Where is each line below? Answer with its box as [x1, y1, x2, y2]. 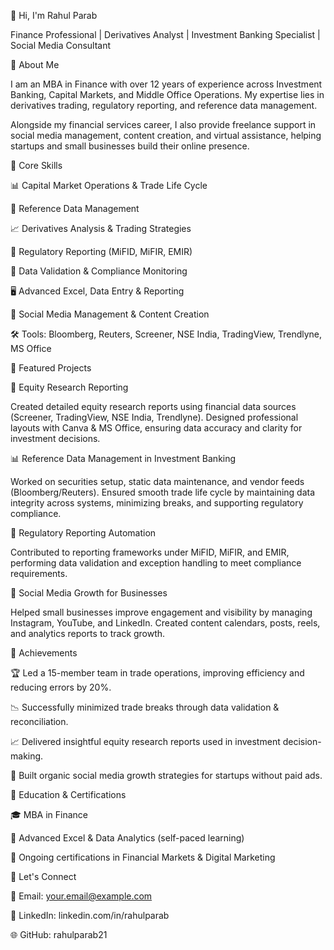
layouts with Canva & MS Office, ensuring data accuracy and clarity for [10, 422, 303, 434]
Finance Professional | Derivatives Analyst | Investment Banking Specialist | [10, 29, 321, 40]
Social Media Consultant [10, 40, 112, 51]
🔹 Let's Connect [10, 871, 77, 882]
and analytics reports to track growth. [10, 628, 166, 639]
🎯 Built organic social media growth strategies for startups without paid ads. [10, 770, 323, 781]
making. [10, 750, 44, 762]
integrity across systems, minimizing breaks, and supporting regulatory [10, 497, 304, 509]
